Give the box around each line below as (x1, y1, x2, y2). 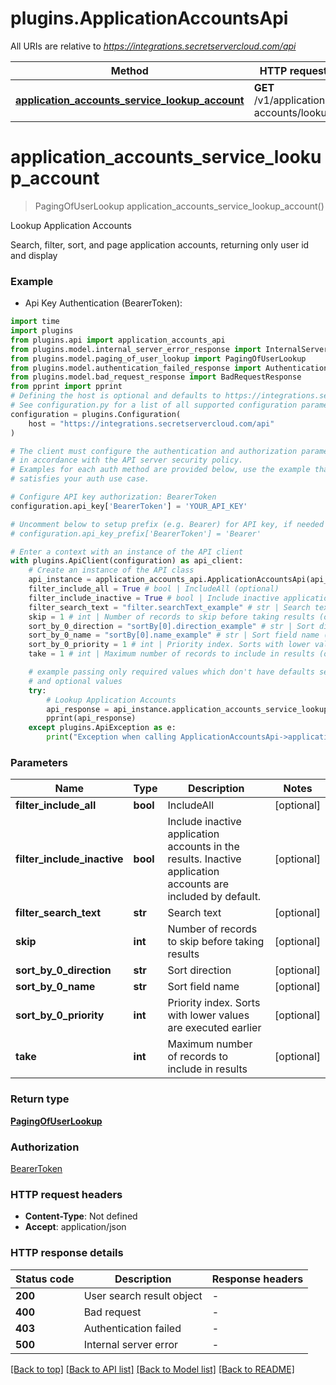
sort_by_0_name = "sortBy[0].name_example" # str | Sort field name (28, 630, 320, 641)
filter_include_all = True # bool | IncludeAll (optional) (28, 584, 280, 594)
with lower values (167, 1008, 250, 1022)
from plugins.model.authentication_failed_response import (10, 363, 262, 373)
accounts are (167, 877, 230, 891)
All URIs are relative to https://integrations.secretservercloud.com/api (10, 40, 297, 52)
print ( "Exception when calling (46, 732, 177, 742)
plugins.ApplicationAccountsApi (10, 7, 289, 30)
